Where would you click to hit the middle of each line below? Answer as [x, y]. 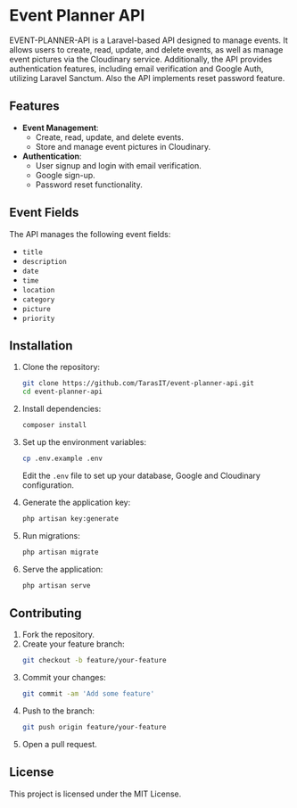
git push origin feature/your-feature [94, 728]
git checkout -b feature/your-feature [94, 661]
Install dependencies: [62, 409]
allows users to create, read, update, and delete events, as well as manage [146, 49]
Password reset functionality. [89, 185]
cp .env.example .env [62, 458]
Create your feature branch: [73, 644]
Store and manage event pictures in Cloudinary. [123, 146]
